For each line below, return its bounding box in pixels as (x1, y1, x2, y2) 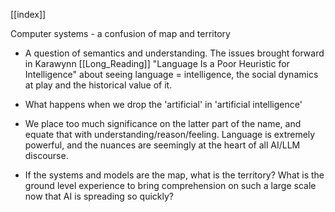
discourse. (24, 150, 69, 161)
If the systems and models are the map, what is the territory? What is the (24, 169, 325, 181)
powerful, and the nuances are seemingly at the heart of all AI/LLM (24, 139, 301, 151)
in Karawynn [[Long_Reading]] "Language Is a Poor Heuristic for (24, 58, 290, 69)
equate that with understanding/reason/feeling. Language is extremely (24, 129, 316, 140)
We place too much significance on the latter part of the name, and (24, 118, 302, 129)
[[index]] (10, 9, 47, 20)
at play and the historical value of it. (24, 79, 173, 91)
